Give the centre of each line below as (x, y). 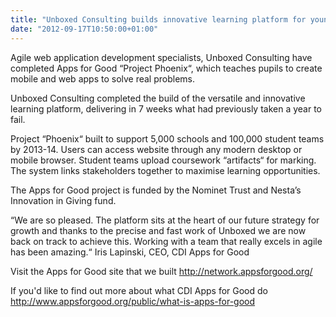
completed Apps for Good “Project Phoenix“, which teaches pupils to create (166, 68)
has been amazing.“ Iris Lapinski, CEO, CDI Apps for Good (130, 252)
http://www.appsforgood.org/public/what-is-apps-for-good (133, 301)
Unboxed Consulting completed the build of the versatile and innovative (158, 98)
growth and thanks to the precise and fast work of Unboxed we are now (158, 230)
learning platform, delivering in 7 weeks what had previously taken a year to (166, 108)
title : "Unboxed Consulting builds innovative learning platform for (158, 19)
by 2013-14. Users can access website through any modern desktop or (156, 149)
